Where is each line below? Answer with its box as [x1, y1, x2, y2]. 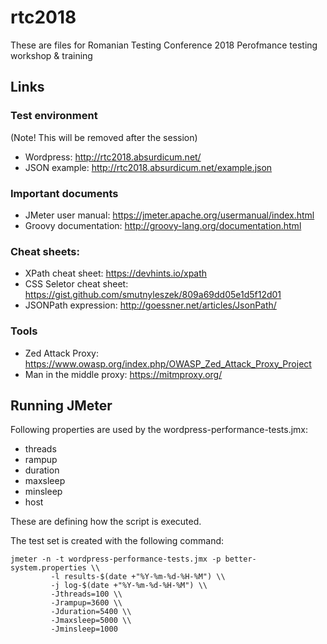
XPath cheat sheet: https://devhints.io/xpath [24, 267, 208, 280]
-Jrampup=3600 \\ [50, 598, 123, 608]
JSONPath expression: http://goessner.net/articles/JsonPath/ [24, 299, 277, 311]
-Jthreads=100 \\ [50, 589, 123, 600]
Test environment [10, 109, 98, 123]
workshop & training [10, 49, 93, 61]
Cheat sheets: [10, 244, 80, 258]
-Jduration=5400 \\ [50, 607, 132, 617]
